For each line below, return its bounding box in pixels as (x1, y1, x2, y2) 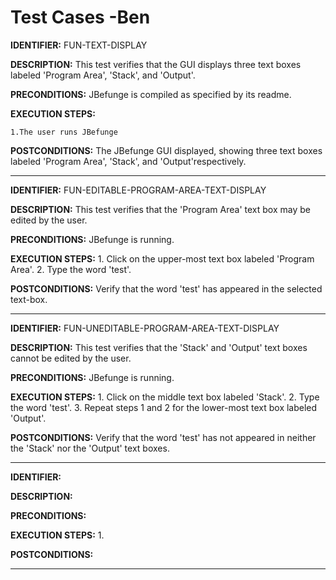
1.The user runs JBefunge (10, 127, 118, 137)
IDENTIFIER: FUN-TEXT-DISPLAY (10, 39, 148, 51)
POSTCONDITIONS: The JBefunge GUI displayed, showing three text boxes (10, 144, 323, 156)
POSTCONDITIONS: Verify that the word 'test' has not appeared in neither (10, 431, 317, 443)
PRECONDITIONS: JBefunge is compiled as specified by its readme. (10, 88, 292, 100)
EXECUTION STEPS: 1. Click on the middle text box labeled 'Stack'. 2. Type (10, 391, 320, 403)
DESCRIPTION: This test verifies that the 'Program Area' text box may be (10, 203, 311, 215)
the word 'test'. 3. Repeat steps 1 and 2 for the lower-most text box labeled (10, 401, 318, 413)
